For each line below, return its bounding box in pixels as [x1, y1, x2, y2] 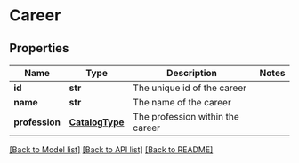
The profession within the [133, 111, 240, 122]
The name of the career [133, 97, 231, 108]
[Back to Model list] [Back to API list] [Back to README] [9, 144, 214, 155]
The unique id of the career [133, 81, 247, 94]
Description [166, 67, 218, 79]
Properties [9, 41, 69, 56]
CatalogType [69, 116, 125, 128]
